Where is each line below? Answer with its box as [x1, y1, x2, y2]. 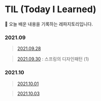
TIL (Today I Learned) [5, 4, 97, 15]
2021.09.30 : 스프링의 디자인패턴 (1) [17, 56, 89, 62]
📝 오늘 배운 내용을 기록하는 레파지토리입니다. [5, 21, 93, 27]
